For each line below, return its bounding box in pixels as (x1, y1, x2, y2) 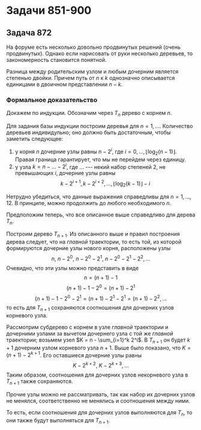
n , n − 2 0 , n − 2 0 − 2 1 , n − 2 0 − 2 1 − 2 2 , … (51, 254, 151, 262)
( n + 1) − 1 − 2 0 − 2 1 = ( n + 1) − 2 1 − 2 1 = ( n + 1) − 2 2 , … (35, 293, 167, 302)
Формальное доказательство (6, 96, 98, 104)
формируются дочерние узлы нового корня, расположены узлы (6, 245, 171, 252)
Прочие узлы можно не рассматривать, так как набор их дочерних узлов (6, 390, 196, 398)
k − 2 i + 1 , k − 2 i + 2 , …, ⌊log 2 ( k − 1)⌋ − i (60, 179, 151, 188)
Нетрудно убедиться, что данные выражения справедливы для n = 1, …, (6, 193, 192, 200)
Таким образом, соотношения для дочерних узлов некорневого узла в (6, 371, 188, 379)
